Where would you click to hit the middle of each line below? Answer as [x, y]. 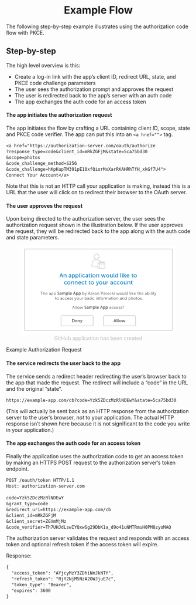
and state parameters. [33, 238]
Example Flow [98, 10]
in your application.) [30, 430]
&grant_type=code [27, 503]
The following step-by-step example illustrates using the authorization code [97, 26]
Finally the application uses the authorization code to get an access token [95, 456]
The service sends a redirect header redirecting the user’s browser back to [96, 376]
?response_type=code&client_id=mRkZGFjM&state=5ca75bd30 [77, 151]
